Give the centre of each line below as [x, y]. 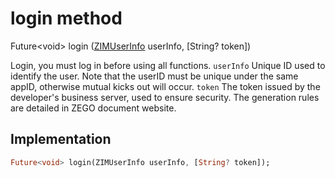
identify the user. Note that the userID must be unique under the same [154, 76]
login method [66, 18]
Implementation [61, 139]
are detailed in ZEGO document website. [93, 108]
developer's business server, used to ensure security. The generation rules [165, 97]
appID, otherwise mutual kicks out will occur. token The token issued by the [165, 86]
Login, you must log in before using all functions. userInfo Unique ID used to [168, 65]
